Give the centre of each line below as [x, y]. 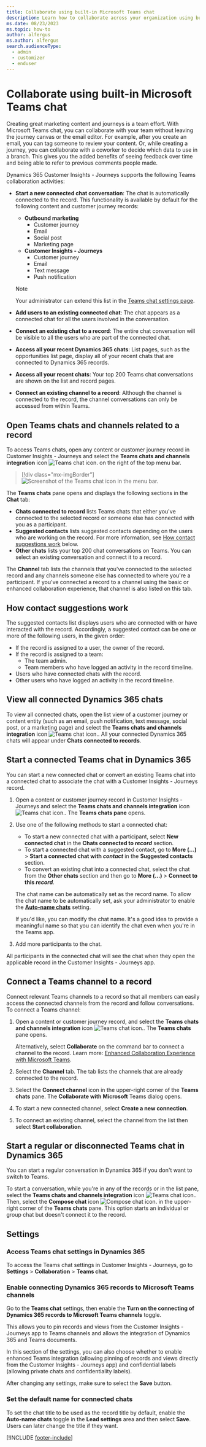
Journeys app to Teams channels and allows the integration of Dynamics [98, 1333]
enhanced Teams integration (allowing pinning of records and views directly [102, 1359]
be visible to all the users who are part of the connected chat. [93, 338]
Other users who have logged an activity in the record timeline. [95, 681]
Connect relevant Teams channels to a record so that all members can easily [103, 996]
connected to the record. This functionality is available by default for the [106, 200]
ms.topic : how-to [29, 29]
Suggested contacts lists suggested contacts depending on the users [104, 531]
